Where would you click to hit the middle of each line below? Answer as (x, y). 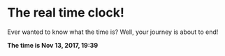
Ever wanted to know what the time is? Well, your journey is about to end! (113, 32)
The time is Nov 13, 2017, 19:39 (53, 45)
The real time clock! (66, 13)
